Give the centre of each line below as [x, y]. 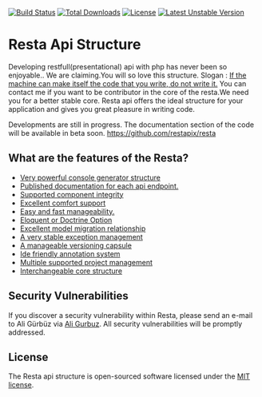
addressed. [27, 332]
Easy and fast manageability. [67, 211]
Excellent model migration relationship [83, 228]
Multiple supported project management [86, 262]
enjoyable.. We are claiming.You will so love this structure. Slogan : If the [127, 75]
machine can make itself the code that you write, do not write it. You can [127, 83]
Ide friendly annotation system [70, 254]
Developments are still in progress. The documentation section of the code [131, 125]
